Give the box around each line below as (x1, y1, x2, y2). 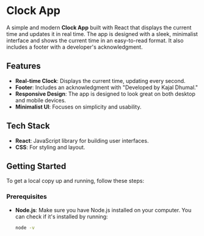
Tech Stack (6, 121, 50, 131)
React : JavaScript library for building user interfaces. (15, 137, 149, 144)
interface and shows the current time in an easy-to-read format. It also (6, 37, 184, 44)
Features (6, 61, 41, 71)
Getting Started (6, 161, 67, 171)
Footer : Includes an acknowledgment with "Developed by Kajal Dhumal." (15, 84, 199, 91)
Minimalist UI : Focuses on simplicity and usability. (15, 103, 142, 110)
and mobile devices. (15, 96, 66, 104)
